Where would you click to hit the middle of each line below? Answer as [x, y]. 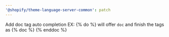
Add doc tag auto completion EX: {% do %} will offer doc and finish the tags [85, 24]
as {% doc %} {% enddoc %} [36, 30]
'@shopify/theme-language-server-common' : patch [58, 10]
